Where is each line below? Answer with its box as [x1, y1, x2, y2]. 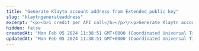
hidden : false [6, 25, 41, 31]
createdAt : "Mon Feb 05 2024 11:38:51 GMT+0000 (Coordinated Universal [6, 30, 187, 36]
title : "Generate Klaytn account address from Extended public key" [6, 8, 179, 15]
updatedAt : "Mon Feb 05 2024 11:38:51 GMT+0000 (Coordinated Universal [6, 36, 187, 42]
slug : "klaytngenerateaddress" [6, 14, 84, 20]
